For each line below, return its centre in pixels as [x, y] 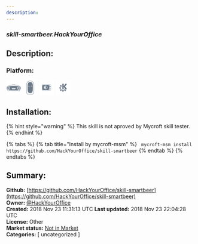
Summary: [26, 176]
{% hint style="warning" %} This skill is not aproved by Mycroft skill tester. [98, 126]
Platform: [20, 70]
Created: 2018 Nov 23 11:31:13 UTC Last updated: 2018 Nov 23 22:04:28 [96, 209]
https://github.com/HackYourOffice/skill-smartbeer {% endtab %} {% [95, 151]
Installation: [29, 112]
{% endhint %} [25, 133]
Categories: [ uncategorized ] [43, 234]
